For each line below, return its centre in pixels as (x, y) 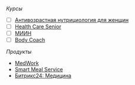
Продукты (19, 52)
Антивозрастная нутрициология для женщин (72, 20)
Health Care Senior (38, 27)
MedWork (27, 63)
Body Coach (30, 40)
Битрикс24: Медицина (43, 76)
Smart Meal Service (39, 70)
